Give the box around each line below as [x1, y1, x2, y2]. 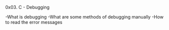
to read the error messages [5, 19, 63, 25]
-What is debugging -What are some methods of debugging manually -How [5, 14, 164, 19]
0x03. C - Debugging [5, 4, 50, 10]
